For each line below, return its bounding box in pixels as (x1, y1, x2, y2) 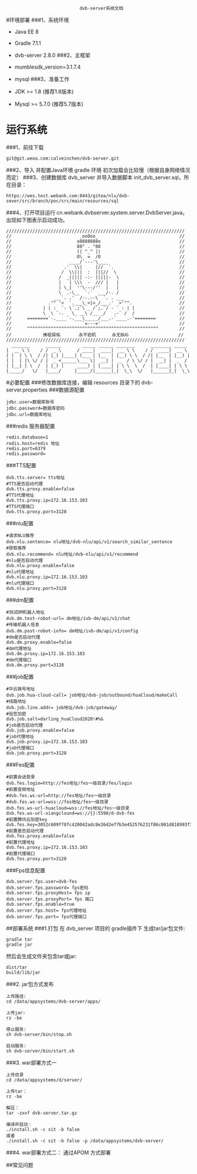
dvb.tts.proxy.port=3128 (6, 508, 67, 515)
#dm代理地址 (6, 645, 32, 652)
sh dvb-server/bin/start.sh (6, 1048, 75, 1054)
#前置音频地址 (6, 786, 35, 792)
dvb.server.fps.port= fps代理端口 (6, 913, 87, 920)
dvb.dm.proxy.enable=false (6, 639, 72, 645)
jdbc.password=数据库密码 (6, 405, 65, 411)
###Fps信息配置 (6, 866, 46, 873)
